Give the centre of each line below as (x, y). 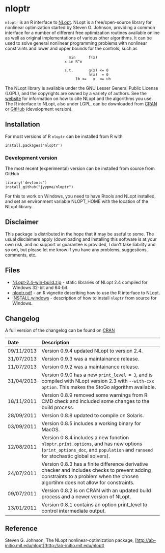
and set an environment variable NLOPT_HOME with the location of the (77, 201)
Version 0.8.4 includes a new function (85, 438)
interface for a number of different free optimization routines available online (82, 33)
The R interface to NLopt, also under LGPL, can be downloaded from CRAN (81, 103)
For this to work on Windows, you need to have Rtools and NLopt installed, (81, 196)
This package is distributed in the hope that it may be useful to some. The (80, 234)
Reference (21, 528)
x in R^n (73, 62)
